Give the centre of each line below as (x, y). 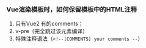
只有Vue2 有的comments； (49, 24)
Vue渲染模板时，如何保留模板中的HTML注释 (72, 9)
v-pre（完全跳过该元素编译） (52, 31)
